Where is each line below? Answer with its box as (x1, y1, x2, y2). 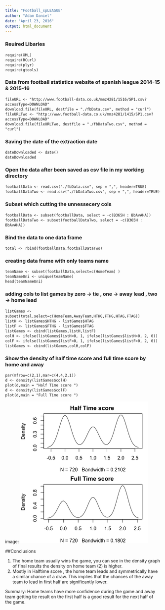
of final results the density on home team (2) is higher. (12, 563, 123, 569)
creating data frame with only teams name (5, 257, 109, 264)
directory (5, 172, 28, 179)
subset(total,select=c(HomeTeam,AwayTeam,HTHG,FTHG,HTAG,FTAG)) (5, 314, 140, 319)
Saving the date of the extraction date (5, 138, 98, 145)
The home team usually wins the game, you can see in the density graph (12, 557, 161, 563)
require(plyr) (5, 62, 35, 67)
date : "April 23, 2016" (5, 18, 54, 23)
